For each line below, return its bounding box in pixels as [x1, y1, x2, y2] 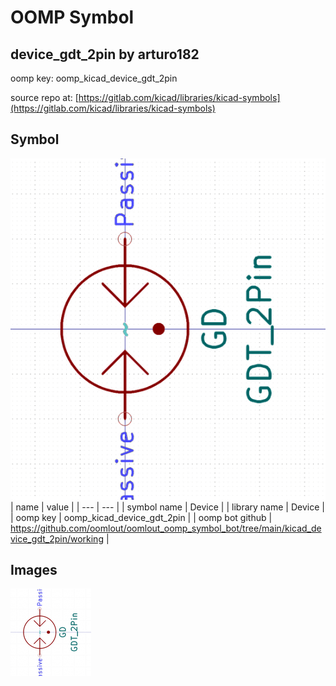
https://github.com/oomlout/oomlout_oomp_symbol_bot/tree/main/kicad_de [10, 522, 322, 534]
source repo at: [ [10, 92, 79, 103]
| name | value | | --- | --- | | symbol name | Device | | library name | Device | [10, 501, 325, 513]
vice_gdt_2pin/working [10, 532, 104, 545]
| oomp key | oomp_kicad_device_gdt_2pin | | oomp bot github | [10, 511, 273, 523]
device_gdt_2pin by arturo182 [10, 46, 200, 63]
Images [10, 562, 58, 579]
